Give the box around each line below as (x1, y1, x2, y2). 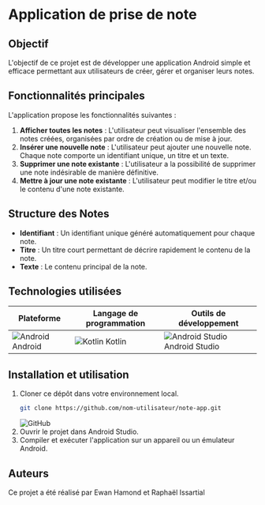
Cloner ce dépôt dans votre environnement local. (19, 389, 179, 398)
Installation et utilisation (8, 367, 129, 381)
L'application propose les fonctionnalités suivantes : (8, 110, 177, 119)
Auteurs (8, 466, 50, 480)
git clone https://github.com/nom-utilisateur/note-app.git (19, 405, 222, 413)
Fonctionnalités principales (8, 89, 146, 103)
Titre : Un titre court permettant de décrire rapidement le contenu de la (19, 245, 251, 254)
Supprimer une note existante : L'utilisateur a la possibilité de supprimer (19, 159, 256, 168)
